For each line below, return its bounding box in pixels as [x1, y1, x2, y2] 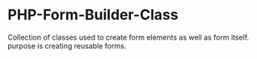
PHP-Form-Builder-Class [7, 6, 179, 24]
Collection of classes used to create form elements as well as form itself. [7, 32, 250, 42]
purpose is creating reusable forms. [7, 40, 127, 50]
